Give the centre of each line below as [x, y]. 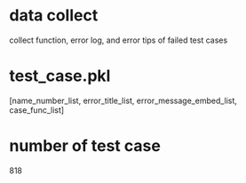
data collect [54, 16]
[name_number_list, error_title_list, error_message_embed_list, [123, 100]
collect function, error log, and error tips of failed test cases [119, 40]
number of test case [85, 146]
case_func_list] [37, 110]
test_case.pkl [60, 76]
